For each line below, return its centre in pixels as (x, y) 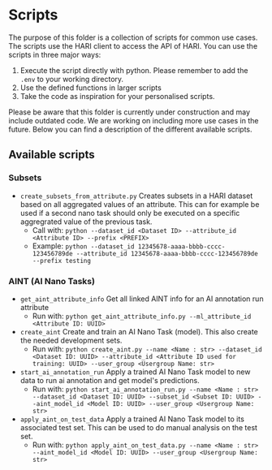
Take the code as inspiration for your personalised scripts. (117, 96)
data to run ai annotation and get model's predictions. (110, 380)
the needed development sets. (71, 340)
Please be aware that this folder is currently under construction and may (129, 112)
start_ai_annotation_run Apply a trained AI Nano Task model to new (135, 372)
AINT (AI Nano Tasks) (52, 281)
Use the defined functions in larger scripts (91, 88)
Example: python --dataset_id (83, 246)
